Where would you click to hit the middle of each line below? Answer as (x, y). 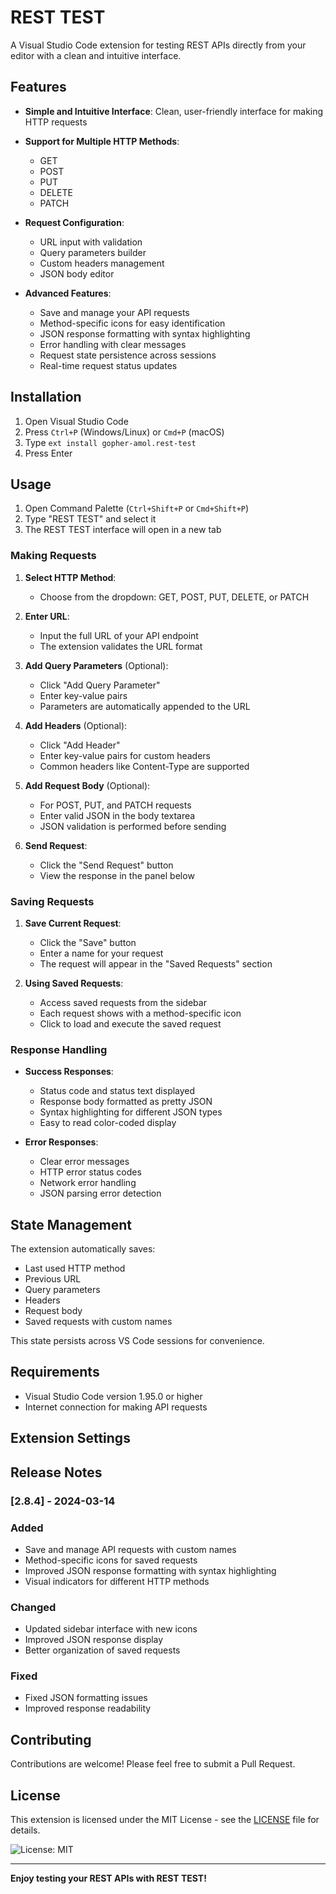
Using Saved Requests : (74, 983)
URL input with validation (91, 242)
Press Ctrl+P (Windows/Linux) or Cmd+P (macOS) (124, 432)
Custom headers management (102, 263)
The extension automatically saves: (83, 1249)
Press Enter (48, 453)
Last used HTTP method (75, 1268)
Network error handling (88, 1183)
